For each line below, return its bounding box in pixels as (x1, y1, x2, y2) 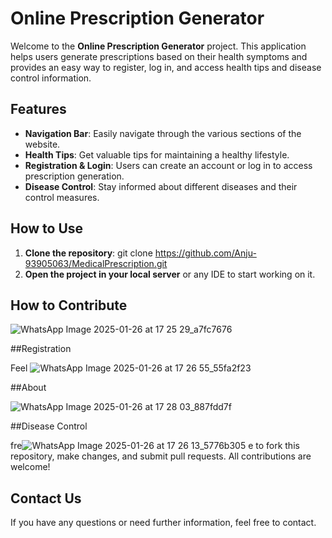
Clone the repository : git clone (24, 247, 153, 259)
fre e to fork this (10, 440, 300, 452)
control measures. (24, 191, 100, 203)
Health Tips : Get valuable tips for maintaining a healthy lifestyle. (24, 148, 290, 161)
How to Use (10, 220, 84, 237)
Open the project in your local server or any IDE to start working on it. (24, 268, 316, 280)
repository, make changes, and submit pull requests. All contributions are (10, 450, 312, 462)
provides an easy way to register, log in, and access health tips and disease (10, 61, 322, 73)
